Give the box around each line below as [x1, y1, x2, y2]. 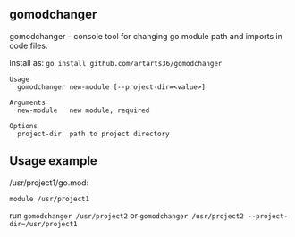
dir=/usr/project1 [9, 219, 78, 228]
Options [9, 121, 38, 130]
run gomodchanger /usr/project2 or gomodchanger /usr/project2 [9, 209, 244, 221]
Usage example [9, 153, 98, 168]
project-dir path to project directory [17, 129, 170, 138]
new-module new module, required [17, 106, 150, 115]
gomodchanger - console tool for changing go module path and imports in [9, 30, 283, 41]
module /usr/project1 [9, 194, 90, 203]
